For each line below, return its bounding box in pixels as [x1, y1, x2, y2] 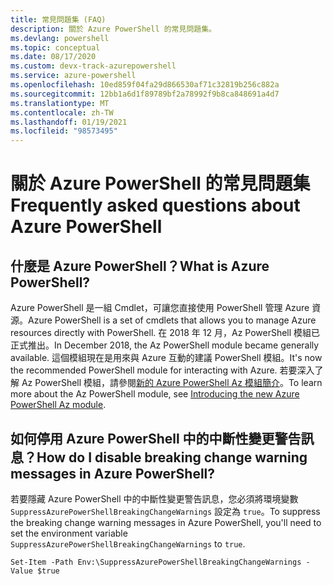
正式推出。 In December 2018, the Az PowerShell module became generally [10, 339, 320, 351]
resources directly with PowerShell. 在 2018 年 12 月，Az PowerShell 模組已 [10, 327, 321, 339]
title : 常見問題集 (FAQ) [10, 14, 107, 25]
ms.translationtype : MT [10, 98, 110, 108]
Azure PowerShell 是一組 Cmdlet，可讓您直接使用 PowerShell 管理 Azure [10, 302, 310, 314]
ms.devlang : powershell [10, 33, 110, 43]
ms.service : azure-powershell [10, 71, 137, 81]
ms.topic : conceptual [10, 42, 101, 53]
